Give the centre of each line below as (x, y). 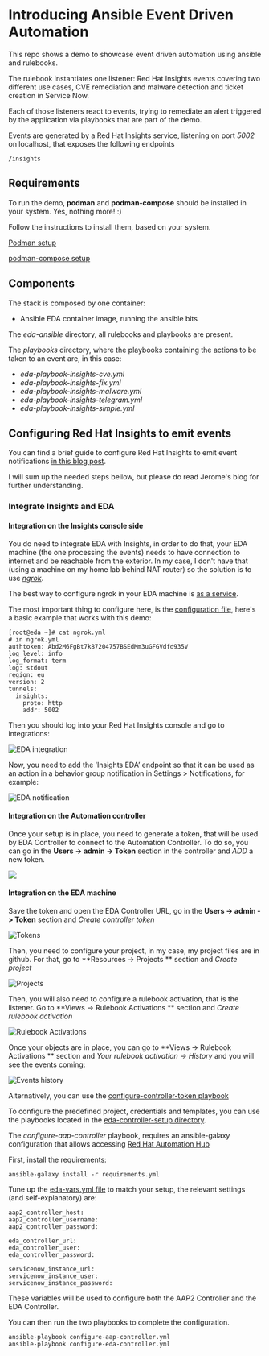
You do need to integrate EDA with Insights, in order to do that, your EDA (128, 543)
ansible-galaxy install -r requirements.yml (84, 1174)
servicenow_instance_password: (61, 1283)
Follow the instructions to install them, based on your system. (110, 226)
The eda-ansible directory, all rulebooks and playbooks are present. (121, 334)
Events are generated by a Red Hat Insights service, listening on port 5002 (131, 135)
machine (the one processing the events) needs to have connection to (124, 552)
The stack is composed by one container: (77, 303)
